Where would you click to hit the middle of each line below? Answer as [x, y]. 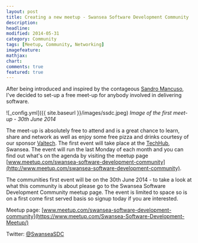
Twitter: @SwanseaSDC [35, 234]
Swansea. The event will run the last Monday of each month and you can [95, 150]
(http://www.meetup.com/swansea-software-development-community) [93, 169]
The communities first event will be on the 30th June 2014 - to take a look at [99, 180]
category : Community [32, 39]
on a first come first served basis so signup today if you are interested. [92, 199]
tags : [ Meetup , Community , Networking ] [55, 45]
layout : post [22, 12]
